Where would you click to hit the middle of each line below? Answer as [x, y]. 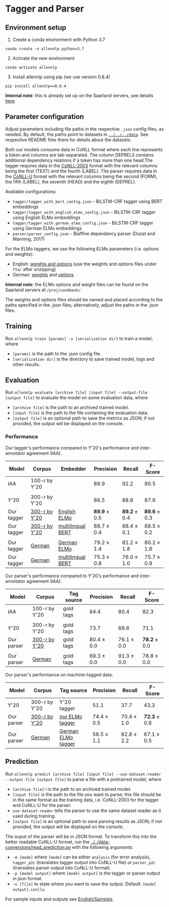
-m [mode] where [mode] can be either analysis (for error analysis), [81, 857]
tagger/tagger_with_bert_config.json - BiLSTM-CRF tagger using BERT [88, 201]
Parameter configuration [45, 117]
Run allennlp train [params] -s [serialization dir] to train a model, [79, 338]
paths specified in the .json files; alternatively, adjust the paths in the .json [82, 305]
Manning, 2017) [29, 239]
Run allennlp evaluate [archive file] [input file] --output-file [76, 392]
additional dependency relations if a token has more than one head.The [79, 160]
